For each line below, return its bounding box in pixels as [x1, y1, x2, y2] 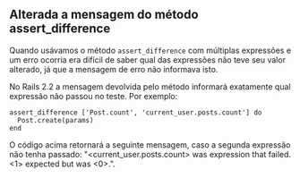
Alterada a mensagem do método [9, 7, 199, 22]
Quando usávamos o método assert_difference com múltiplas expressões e [9, 45, 292, 55]
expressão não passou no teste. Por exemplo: [9, 90, 178, 101]
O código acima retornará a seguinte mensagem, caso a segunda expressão [9, 139, 291, 150]
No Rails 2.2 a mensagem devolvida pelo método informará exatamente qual [9, 81, 291, 92]
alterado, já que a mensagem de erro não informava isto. [9, 64, 219, 74]
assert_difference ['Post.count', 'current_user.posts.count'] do [9, 107, 262, 117]
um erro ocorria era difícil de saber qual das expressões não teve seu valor [9, 54, 287, 65]
